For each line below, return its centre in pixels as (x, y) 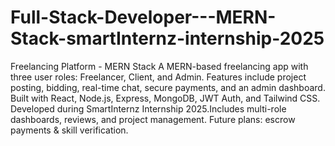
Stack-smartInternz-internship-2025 (167, 38)
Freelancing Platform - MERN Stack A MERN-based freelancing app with (159, 66)
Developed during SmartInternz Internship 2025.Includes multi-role (148, 108)
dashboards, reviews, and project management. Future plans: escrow (153, 119)
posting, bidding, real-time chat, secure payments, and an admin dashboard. (168, 87)
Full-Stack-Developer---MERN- (143, 17)
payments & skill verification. (69, 130)
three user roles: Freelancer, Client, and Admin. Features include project (158, 77)
